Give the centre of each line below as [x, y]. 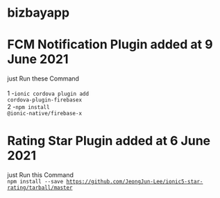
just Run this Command [41, 175]
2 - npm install [28, 107]
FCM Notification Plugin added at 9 [110, 45]
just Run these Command [43, 79]
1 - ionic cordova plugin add [48, 93]
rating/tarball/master [40, 188]
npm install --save [35, 182]
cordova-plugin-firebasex [44, 100]
